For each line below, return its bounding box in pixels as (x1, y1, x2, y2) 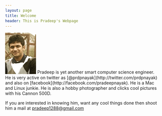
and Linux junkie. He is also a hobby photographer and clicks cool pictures (5, 85, 157, 91)
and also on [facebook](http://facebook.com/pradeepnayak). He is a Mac (5, 79, 155, 86)
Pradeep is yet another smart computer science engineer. (37, 69, 155, 75)
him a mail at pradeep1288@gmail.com (5, 105, 84, 111)
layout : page (5, 8, 32, 13)
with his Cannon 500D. (5, 90, 52, 96)
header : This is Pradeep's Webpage (5, 18, 79, 23)
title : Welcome (5, 13, 37, 18)
